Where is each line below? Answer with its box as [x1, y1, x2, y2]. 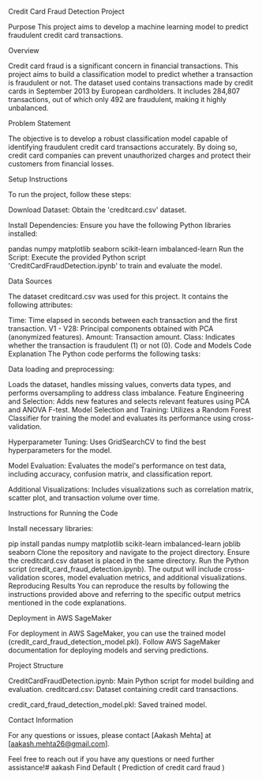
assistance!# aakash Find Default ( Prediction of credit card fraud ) [8, 763, 225, 772]
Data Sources [8, 276, 53, 286]
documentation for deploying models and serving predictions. [8, 645, 209, 655]
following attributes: [8, 300, 73, 310]
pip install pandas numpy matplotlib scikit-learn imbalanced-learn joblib [8, 539, 241, 549]
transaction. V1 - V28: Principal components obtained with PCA [8, 324, 214, 333]
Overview [8, 46, 39, 55]
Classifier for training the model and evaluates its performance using [8, 413, 231, 423]
